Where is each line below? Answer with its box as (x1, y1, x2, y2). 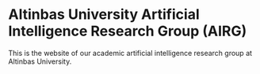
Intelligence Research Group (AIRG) (8, 22, 247, 40)
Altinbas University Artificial (8, 6, 200, 24)
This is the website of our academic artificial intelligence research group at (8, 48, 252, 57)
